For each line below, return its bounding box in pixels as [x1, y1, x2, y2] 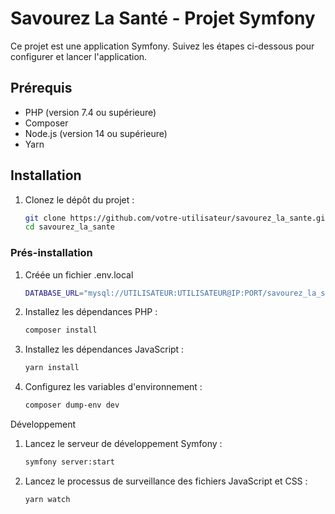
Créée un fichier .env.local [24, 268, 134, 281]
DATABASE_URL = [24, 288, 84, 298]
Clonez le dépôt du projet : [24, 193, 135, 206]
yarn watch [24, 494, 71, 504]
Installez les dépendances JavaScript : [24, 343, 185, 356]
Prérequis [10, 80, 73, 97]
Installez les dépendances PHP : [24, 306, 158, 318]
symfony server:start [24, 457, 115, 467]
